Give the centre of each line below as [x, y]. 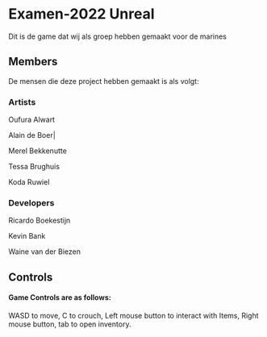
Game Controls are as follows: [60, 297]
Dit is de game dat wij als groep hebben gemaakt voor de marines [118, 36]
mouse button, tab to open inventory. [70, 324]
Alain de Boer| [32, 135]
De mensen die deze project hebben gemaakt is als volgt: [104, 81]
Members [33, 62]
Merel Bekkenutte [38, 151]
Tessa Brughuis [34, 167]
